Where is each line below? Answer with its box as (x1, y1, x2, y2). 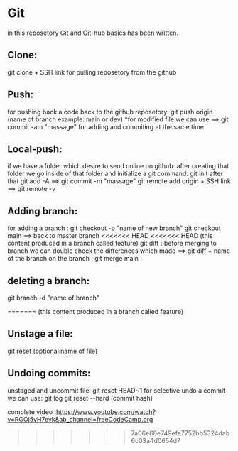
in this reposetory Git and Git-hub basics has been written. (7, 28, 179, 37)
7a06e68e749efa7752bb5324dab (131, 428, 230, 438)
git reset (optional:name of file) (7, 347, 98, 355)
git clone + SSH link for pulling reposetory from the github (7, 67, 177, 76)
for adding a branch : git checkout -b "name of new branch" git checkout (7, 224, 222, 232)
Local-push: (7, 143, 63, 155)
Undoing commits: (7, 367, 91, 379)
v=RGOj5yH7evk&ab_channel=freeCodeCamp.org (7, 415, 153, 423)
